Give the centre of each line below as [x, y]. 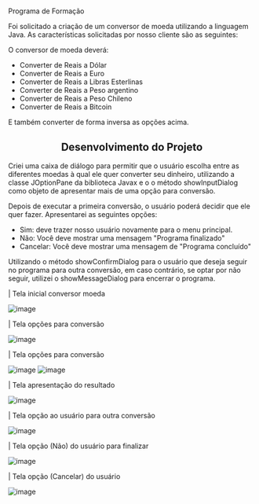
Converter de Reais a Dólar [63, 65]
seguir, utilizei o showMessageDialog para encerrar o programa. [112, 278]
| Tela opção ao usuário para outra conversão [82, 416]
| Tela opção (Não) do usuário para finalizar [78, 446]
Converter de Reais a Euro [62, 74]
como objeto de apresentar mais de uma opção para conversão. [112, 191]
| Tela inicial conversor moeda [57, 294]
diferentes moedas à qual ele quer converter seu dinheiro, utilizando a [122, 174]
